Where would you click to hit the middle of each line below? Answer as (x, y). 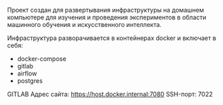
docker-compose (42, 59)
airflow (27, 73)
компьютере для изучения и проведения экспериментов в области (107, 17)
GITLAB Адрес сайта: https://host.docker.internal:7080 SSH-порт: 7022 (110, 94)
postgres (30, 81)
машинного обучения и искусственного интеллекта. (85, 25)
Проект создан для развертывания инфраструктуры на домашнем (106, 10)
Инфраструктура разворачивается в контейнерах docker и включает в (111, 38)
